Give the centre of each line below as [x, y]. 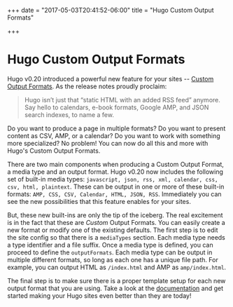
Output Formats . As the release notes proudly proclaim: [87, 86]
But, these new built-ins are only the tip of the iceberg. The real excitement [115, 215]
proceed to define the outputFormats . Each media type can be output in [110, 252]
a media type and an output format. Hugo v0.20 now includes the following [115, 172]
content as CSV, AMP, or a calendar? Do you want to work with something [114, 135]
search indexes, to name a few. [69, 114]
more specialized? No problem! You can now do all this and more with [108, 143]
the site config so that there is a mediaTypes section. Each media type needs [116, 237]
